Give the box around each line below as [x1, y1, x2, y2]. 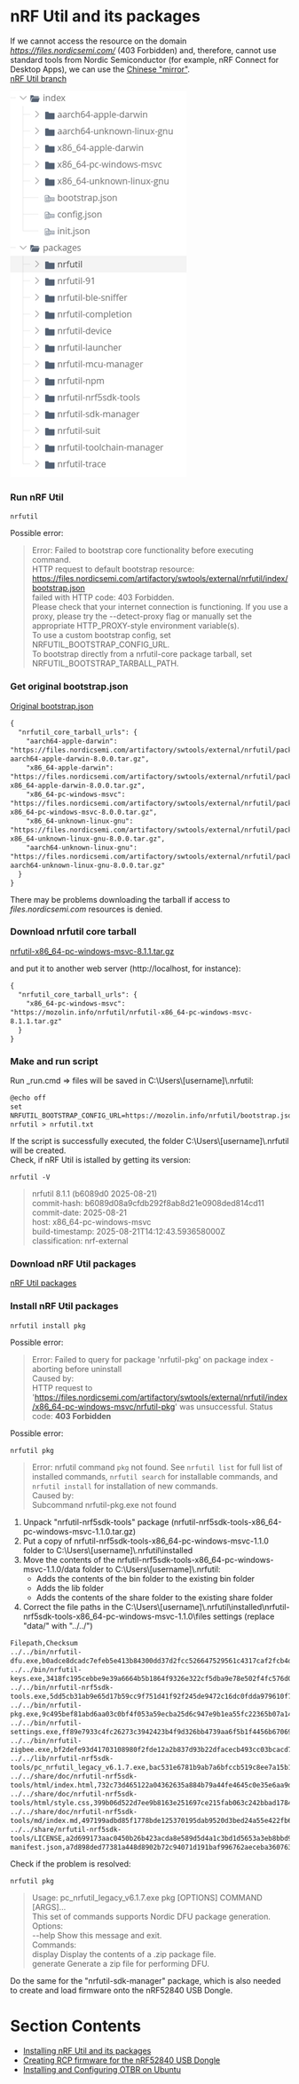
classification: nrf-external [31, 1235, 129, 1246]
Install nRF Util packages [10, 1300, 119, 1313]
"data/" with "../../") [22, 1620, 93, 1630]
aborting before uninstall [31, 1363, 122, 1374]
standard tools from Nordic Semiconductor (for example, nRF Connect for [10, 54, 279, 65]
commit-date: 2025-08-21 [31, 1207, 128, 1218]
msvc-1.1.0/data [22, 1564, 81, 1575]
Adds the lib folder [35, 1583, 105, 1593]
